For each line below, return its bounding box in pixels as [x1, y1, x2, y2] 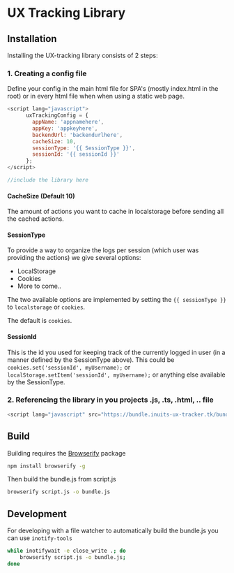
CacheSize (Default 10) [7, 191, 75, 200]
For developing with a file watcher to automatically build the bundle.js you [7, 526, 219, 535]
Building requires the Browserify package [7, 449, 126, 457]
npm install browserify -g [7, 463, 86, 470]
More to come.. [17, 282, 61, 291]
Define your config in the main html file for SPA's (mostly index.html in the [7, 85, 219, 93]
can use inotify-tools [7, 534, 73, 542]
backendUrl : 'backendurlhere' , [32, 131, 123, 138]
